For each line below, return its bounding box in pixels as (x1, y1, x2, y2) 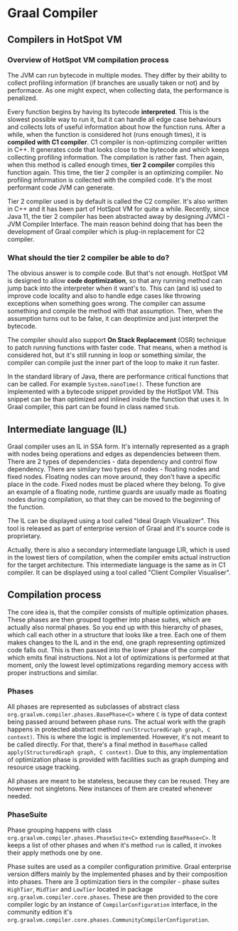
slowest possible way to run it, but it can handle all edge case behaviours (7, 115, 222, 123)
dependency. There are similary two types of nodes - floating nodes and (7, 465, 220, 473)
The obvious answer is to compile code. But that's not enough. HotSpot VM (7, 269, 229, 277)
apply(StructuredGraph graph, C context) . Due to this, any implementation (7, 748, 228, 756)
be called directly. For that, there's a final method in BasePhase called (7, 740, 208, 749)
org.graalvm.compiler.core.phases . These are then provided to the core (7, 893, 218, 901)
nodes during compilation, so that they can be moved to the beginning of (7, 495, 221, 503)
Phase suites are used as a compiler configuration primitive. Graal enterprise (7, 863, 232, 871)
